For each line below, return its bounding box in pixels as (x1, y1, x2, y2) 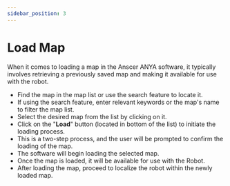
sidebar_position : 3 (7, 10, 67, 17)
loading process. (17, 127, 66, 135)
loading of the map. (17, 142, 73, 150)
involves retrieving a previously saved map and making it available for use (7, 70, 218, 78)
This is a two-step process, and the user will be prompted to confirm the (17, 134, 224, 143)
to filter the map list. (17, 105, 75, 114)
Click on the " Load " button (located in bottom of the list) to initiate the (17, 120, 216, 128)
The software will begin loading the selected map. (17, 149, 160, 157)
